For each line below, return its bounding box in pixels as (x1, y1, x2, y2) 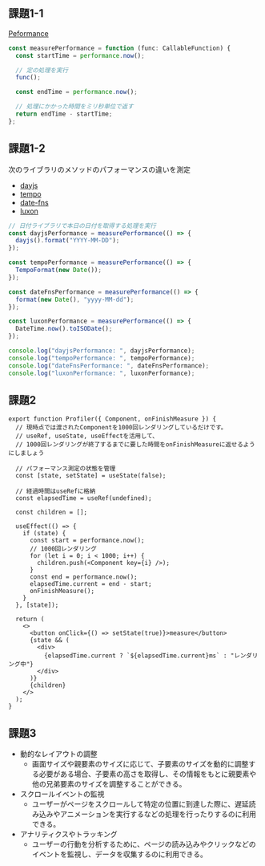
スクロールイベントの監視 (19, 789, 105, 799)
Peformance (8, 28, 50, 38)
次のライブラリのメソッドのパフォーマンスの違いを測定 (8, 165, 191, 174)
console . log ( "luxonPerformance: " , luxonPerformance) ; (8, 369, 195, 377)
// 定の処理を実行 (15, 66, 69, 74)
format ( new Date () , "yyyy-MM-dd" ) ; (15, 295, 135, 303)
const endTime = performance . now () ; (15, 88, 138, 96)
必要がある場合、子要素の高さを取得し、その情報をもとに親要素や (38, 769, 257, 779)
